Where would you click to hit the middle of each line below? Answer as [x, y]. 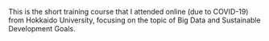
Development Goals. [42, 29]
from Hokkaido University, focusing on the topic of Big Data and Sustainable [134, 20]
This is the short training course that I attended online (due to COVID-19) [128, 12]
